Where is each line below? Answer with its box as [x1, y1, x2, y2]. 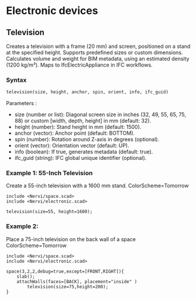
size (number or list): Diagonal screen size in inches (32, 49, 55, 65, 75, [14, 111, 186, 118]
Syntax [6, 76, 27, 84]
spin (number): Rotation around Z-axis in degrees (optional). [14, 136, 160, 143]
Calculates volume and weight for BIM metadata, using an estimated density [6, 55, 190, 62]
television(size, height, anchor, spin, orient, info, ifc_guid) [6, 89, 169, 95]
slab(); [16, 273, 35, 280]
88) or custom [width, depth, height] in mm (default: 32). [14, 117, 151, 124]
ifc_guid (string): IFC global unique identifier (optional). [14, 155, 147, 162]
